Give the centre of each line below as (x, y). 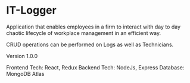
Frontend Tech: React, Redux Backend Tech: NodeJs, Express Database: (95, 67)
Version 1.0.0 (22, 56)
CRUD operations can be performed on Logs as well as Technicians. (90, 44)
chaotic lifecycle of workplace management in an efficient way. (84, 33)
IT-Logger (31, 10)
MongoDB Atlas (25, 74)
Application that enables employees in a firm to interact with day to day (93, 27)
